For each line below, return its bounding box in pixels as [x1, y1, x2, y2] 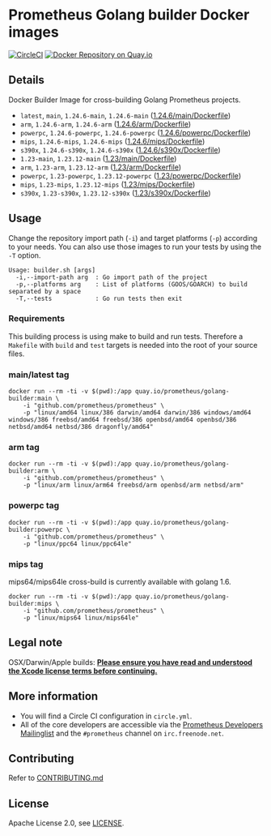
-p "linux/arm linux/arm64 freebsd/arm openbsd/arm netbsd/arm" [23, 481, 244, 490]
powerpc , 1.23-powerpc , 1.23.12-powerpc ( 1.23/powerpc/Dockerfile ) [19, 170, 241, 180]
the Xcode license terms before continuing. [8, 666, 158, 675]
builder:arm [8, 467, 49, 475]
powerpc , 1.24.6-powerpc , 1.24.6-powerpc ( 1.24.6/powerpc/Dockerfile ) [19, 127, 252, 137]
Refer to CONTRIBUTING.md [8, 773, 104, 783]
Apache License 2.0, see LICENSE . [8, 818, 125, 828]
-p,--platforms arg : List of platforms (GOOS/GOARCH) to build [15, 280, 248, 289]
